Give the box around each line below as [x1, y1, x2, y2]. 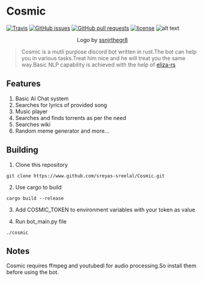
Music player [15, 108, 48, 115]
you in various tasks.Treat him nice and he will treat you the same [21, 54, 186, 62]
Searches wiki [15, 121, 51, 128]
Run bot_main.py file [15, 217, 67, 225]
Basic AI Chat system [15, 94, 69, 102]
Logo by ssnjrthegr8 [77, 36, 128, 43]
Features [6, 79, 41, 89]
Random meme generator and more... [15, 127, 110, 135]
